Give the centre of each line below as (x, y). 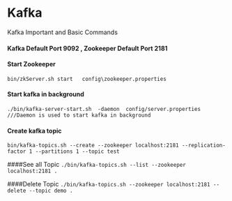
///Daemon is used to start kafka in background (79, 115)
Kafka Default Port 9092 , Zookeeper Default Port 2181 (87, 48)
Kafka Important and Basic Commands (63, 32)
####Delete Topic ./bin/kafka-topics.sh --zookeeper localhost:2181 (109, 184)
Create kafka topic (34, 131)
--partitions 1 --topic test (77, 151)
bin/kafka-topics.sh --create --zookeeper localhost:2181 (93, 146)
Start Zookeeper (31, 64)
